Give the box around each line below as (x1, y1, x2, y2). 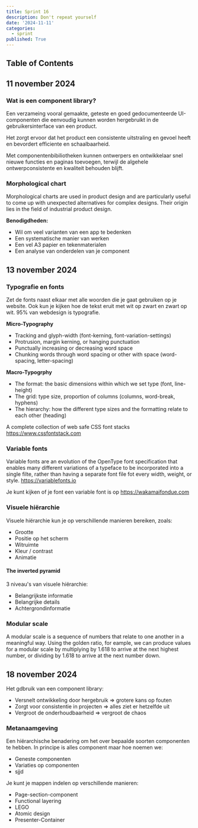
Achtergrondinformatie (14, 604, 71, 611)
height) (14, 387, 33, 394)
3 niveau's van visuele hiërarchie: (6, 581, 88, 588)
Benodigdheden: (6, 217, 49, 224)
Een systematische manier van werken (14, 235, 110, 242)
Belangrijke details (14, 598, 60, 606)
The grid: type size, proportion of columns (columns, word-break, (14, 393, 175, 400)
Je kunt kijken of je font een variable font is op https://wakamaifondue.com (6, 488, 190, 495)
